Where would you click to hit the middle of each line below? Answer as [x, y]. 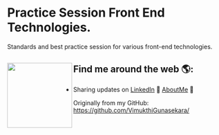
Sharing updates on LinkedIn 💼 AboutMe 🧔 [134, 89]
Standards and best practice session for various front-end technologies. [110, 46]
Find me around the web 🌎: [134, 70]
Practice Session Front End [86, 13]
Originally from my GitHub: [111, 102]
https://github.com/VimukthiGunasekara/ [132, 110]
